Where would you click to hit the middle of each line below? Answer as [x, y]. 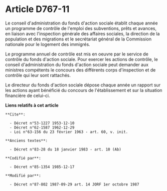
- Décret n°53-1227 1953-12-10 [42, 123]
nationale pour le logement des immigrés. [48, 44]
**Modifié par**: [23, 175]
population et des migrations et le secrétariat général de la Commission [79, 39]
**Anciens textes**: [27, 140]
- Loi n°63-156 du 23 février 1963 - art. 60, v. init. [69, 132]
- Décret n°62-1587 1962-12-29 [42, 127]
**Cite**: [15, 114]
